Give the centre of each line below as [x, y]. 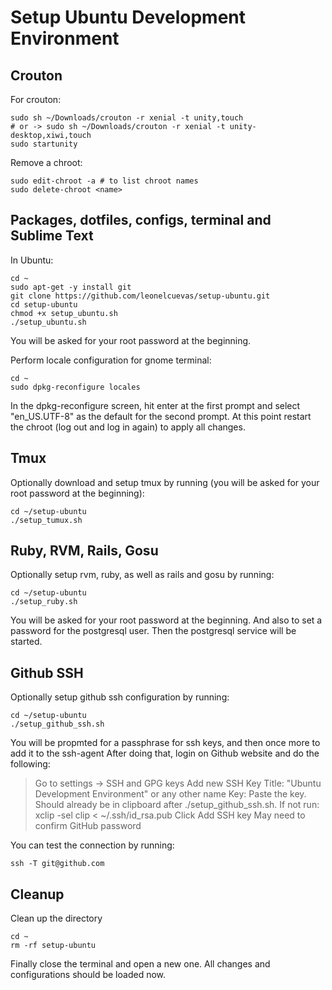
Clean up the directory [56, 918]
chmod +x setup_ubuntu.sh [64, 313]
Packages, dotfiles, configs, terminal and [141, 220]
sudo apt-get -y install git [71, 287]
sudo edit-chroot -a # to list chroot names [104, 181]
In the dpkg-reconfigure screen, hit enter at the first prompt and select [155, 405]
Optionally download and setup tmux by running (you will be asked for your [165, 482]
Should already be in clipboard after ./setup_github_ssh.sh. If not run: [177, 805]
